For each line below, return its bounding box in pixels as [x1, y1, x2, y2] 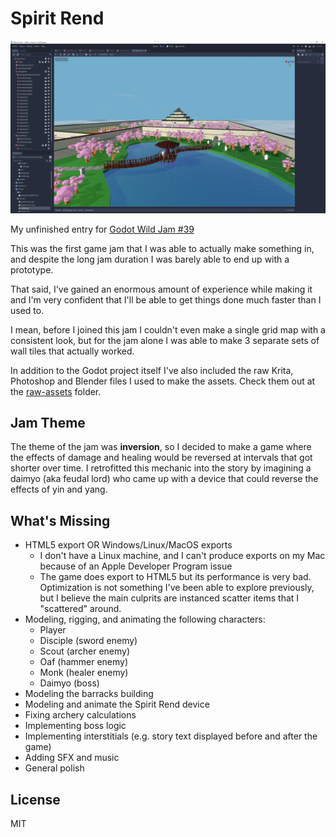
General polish [24, 762, 85, 774]
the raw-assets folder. [10, 385, 102, 397]
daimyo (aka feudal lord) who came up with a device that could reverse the [10, 473, 319, 485]
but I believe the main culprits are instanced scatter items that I [39, 592, 300, 604]
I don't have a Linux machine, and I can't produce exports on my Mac [39, 550, 326, 562]
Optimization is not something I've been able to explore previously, [39, 582, 315, 594]
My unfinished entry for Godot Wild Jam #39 [10, 223, 195, 235]
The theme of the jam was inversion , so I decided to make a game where [10, 441, 312, 453]
